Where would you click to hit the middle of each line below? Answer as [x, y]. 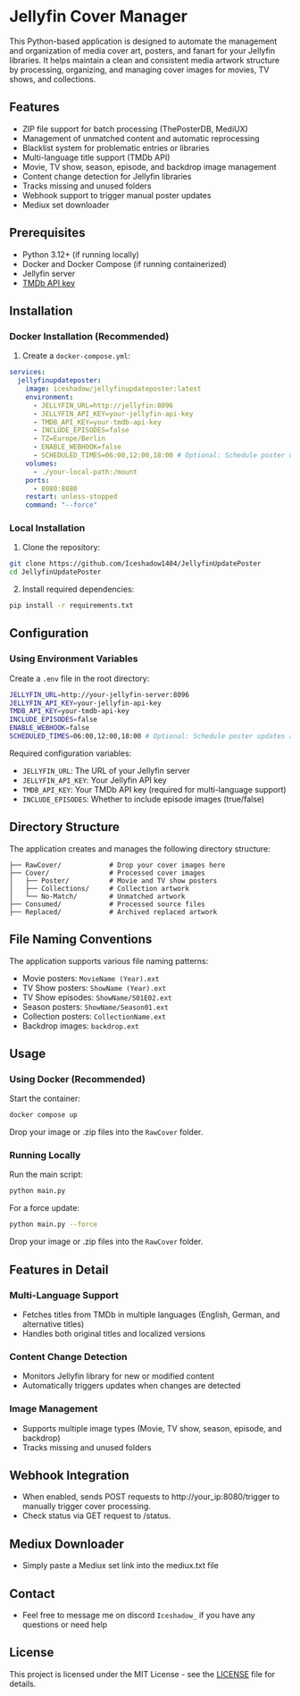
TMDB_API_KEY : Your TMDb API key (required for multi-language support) [154, 789]
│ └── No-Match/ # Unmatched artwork [97, 896]
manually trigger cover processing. [87, 1507]
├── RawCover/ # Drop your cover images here [117, 865]
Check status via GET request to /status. [96, 1515]
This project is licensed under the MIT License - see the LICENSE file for [142, 1674]
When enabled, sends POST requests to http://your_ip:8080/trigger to [150, 1497]
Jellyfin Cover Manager [98, 17]
